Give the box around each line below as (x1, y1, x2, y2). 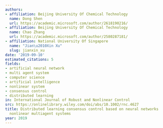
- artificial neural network (5, 66, 65, 71)
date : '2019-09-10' (5, 52, 45, 57)
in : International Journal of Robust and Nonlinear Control (5, 98, 131, 103)
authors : (5, 7, 23, 12)
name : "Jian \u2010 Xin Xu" (9, 43, 63, 48)
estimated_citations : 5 (5, 57, 54, 62)
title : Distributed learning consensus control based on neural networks (5, 107, 159, 112)
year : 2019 (5, 115, 27, 121)
